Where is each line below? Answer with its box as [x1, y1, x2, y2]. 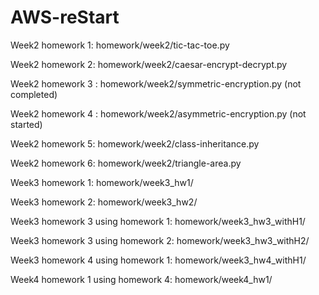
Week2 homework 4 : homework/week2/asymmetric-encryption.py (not [10, 107, 307, 120]
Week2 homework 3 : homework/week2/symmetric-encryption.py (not [10, 77, 302, 90]
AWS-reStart [10, 6, 120, 29]
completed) [10, 88, 58, 100]
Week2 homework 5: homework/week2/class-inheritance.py [10, 137, 260, 150]
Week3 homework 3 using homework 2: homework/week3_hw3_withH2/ [10, 234, 310, 246]
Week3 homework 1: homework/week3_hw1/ [10, 176, 194, 188]
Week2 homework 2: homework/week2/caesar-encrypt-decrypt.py [10, 58, 288, 70]
